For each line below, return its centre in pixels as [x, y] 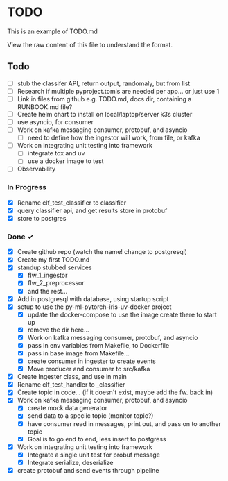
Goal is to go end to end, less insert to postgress [97, 439]
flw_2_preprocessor [56, 283]
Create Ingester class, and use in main [72, 377]
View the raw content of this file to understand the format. [90, 44]
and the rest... [47, 291]
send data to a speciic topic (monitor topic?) [90, 416]
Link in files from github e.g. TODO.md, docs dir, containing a [104, 99]
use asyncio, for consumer [55, 122]
